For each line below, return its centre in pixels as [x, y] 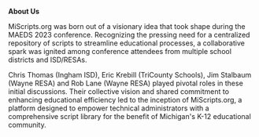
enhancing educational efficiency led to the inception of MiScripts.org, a [125, 100]
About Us [24, 11]
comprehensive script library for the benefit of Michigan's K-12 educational [130, 116]
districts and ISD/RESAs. [48, 59]
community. [27, 125]
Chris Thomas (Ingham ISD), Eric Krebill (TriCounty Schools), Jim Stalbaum [130, 75]
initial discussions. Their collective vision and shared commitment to [119, 92]
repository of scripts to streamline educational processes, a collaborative [127, 43]
